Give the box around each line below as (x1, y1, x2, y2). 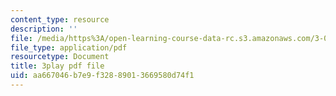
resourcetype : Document (10, 52, 110, 62)
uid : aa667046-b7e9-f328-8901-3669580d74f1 (10, 71, 195, 81)
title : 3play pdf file (10, 61, 105, 71)
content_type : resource (10, 14, 110, 25)
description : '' (10, 24, 78, 34)
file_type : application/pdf (10, 42, 128, 53)
